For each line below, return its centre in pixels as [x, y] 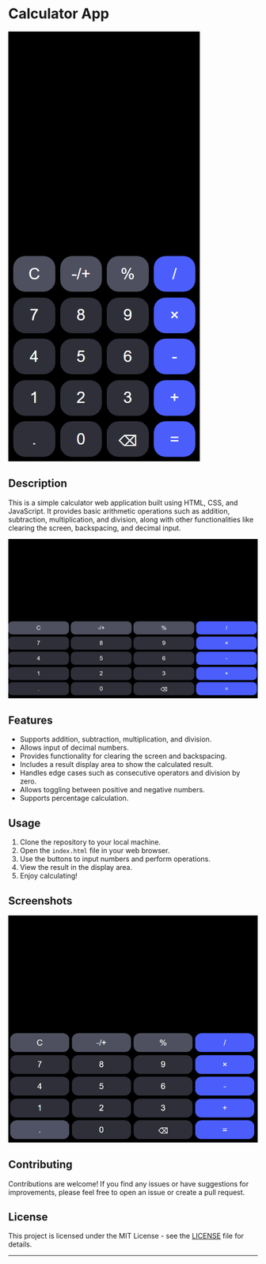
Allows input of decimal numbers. [74, 748]
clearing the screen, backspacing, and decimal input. [95, 528]
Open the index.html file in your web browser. [95, 851]
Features [30, 721]
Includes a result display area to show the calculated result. [116, 765]
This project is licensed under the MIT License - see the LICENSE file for [126, 1236]
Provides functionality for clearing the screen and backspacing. [123, 756]
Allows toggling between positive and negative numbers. [112, 790]
